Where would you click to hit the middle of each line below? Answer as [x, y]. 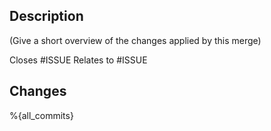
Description [46, 16]
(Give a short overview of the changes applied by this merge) [135, 40]
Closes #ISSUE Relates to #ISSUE [78, 60]
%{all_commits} [41, 115]
